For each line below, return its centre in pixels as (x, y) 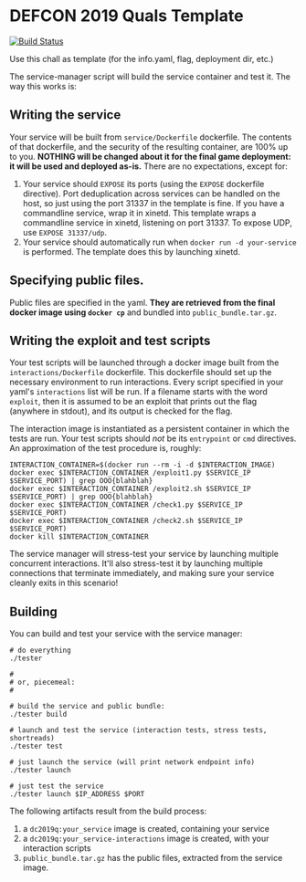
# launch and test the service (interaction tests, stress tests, (138, 730)
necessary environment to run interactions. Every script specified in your (147, 382)
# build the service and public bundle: (88, 707)
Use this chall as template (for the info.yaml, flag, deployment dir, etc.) (142, 58)
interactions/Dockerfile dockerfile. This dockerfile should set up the (141, 373)
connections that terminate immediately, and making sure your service (142, 573)
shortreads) (32, 739)
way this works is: (43, 86)
